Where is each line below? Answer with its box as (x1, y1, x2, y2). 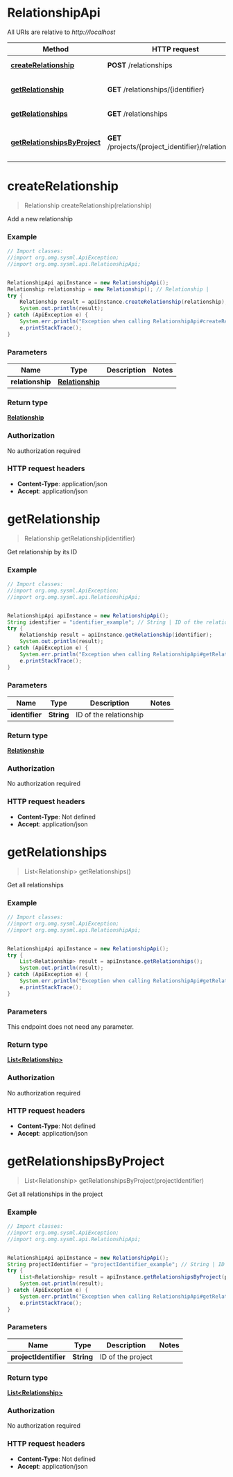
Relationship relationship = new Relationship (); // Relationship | (7, 286, 209, 293)
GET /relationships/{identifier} (107, 85, 205, 94)
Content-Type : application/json (17, 479, 107, 488)
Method (42, 44, 69, 53)
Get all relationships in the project (7, 1190, 103, 1198)
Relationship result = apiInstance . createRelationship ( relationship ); (19, 298, 228, 306)
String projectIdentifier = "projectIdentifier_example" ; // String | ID (7, 1261, 225, 1267)
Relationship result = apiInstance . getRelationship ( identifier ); (19, 631, 213, 639)
